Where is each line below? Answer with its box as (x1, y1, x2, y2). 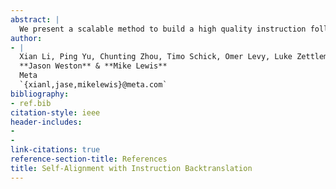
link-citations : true (10, 145, 101, 155)
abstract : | (10, 14, 60, 25)
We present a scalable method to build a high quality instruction (19, 24, 307, 34)
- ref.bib (10, 98, 52, 108)
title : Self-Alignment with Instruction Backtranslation (10, 163, 253, 173)
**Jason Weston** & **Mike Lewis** (19, 61, 168, 71)
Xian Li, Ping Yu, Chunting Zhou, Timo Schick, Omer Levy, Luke (19, 52, 293, 62)
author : (10, 33, 43, 43)
